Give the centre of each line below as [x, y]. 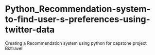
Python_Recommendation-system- [78, 9]
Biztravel [14, 48]
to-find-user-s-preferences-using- [78, 19]
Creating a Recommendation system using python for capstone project [76, 43]
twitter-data [30, 30]
